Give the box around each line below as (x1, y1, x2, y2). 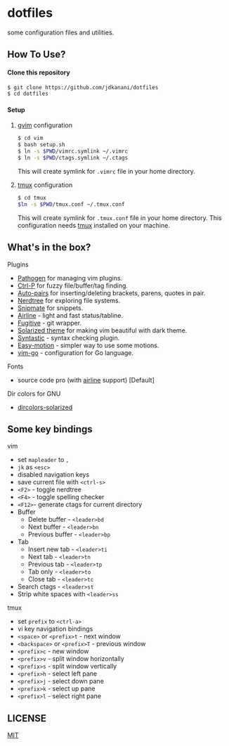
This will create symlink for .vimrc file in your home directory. (17, 167, 195, 175)
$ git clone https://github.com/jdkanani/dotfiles (7, 84, 159, 91)
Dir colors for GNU (7, 389, 61, 398)
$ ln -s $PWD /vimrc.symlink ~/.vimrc (17, 148, 129, 155)
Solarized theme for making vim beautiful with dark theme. (17, 326, 188, 335)
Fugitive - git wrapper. (17, 319, 82, 327)
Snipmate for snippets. (17, 304, 84, 312)
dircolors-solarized (17, 403, 73, 411)
